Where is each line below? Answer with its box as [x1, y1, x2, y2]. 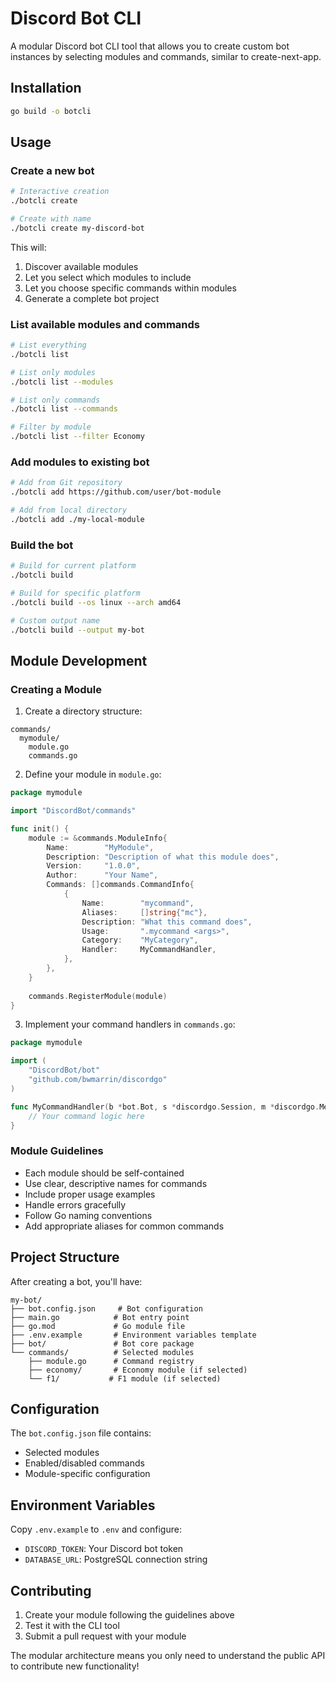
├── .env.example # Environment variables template [10, 1330, 257, 1340]
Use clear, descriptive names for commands [24, 1177, 208, 1189]
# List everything [10, 340, 87, 351]
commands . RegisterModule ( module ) [28, 991, 168, 1001]
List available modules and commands [10, 317, 201, 331]
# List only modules [10, 367, 97, 377]
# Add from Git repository [10, 478, 123, 488]
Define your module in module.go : [24, 768, 162, 781]
